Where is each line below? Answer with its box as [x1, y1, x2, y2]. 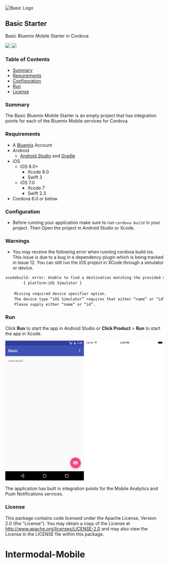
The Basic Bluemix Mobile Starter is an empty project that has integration [5, 113, 157, 119]
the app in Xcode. [5, 330, 42, 336]
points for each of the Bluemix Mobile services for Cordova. [5, 118, 129, 124]
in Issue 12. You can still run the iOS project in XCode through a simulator [12, 259, 164, 266]
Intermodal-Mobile [5, 548, 86, 560]
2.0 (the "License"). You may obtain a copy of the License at [5, 520, 130, 526]
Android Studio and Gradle [20, 153, 75, 159]
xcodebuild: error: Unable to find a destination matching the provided [5, 275, 161, 280]
